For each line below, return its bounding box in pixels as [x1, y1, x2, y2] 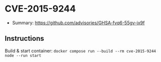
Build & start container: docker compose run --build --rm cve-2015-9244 [5, 47, 156, 53]
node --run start [5, 53, 42, 58]
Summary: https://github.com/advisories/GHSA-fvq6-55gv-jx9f [12, 20, 145, 26]
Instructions [5, 34, 44, 43]
